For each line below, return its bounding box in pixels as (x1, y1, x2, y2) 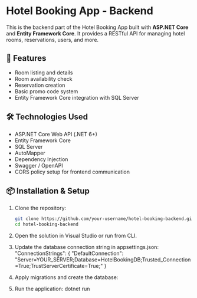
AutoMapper (14, 149, 45, 156)
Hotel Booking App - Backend (6, 4, 153, 18)
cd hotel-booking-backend (14, 221, 78, 228)
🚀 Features (6, 53, 47, 63)
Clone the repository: (14, 205, 67, 212)
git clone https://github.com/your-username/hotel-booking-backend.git (14, 216, 195, 222)
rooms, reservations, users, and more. (6, 36, 99, 43)
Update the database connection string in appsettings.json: (14, 244, 159, 251)
